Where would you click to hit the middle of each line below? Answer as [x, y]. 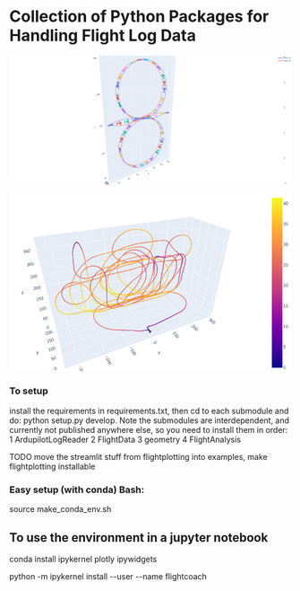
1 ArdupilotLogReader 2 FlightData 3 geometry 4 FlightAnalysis [125, 439]
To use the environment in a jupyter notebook [139, 538]
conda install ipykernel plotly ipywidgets [83, 559]
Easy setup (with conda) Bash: [77, 490]
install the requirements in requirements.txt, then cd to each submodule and [149, 410]
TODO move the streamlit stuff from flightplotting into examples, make [138, 456]
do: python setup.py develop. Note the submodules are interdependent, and [149, 420]
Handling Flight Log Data [103, 35]
